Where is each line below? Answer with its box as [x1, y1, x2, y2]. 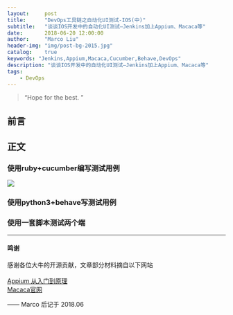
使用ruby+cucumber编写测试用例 [7, 163, 120, 173]
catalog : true [7, 49, 58, 56]
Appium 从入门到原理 [7, 276, 68, 285]
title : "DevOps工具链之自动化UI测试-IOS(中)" [7, 17, 146, 24]
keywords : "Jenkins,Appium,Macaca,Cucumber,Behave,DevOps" [7, 55, 182, 62]
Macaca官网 [7, 285, 43, 294]
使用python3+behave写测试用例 [7, 198, 116, 208]
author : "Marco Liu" [7, 36, 79, 43]
